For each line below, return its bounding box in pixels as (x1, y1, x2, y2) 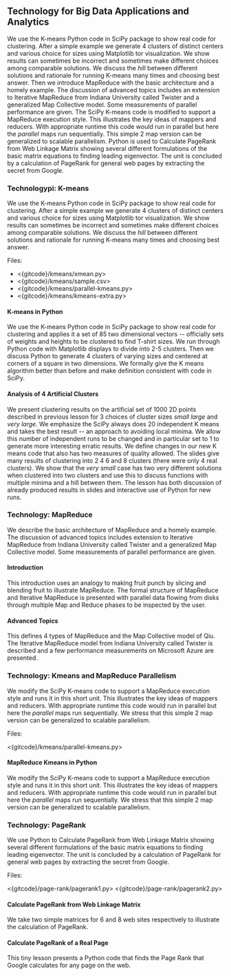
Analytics (7, 17, 49, 28)
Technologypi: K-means (7, 183, 89, 193)
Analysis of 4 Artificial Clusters (7, 389, 99, 398)
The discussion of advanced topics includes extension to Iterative (7, 533, 194, 541)
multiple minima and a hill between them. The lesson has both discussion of (7, 478, 222, 486)
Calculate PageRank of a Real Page (7, 938, 109, 946)
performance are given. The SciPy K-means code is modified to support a (7, 107, 216, 116)
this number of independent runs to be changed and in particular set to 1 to (7, 434, 220, 443)
